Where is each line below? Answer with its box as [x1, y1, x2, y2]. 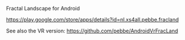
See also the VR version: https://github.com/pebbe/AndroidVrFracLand [6, 27, 179, 34]
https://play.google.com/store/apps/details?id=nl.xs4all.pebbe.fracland [6, 16, 179, 23]
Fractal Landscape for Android [6, 5, 80, 12]
